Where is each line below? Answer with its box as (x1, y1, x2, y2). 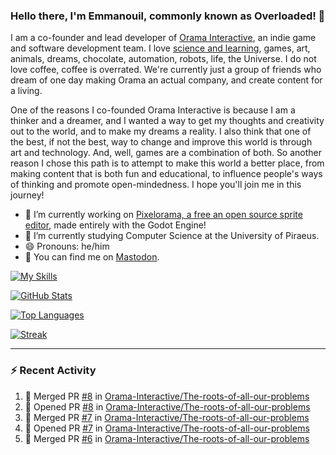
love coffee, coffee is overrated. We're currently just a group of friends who (10, 64, 322, 76)
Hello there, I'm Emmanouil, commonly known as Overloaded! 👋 (10, 9, 326, 23)
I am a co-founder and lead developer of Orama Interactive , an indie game (10, 32, 317, 44)
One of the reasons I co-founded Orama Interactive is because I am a (10, 104, 296, 116)
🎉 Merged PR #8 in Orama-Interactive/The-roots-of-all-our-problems (24, 390, 310, 402)
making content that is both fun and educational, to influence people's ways (10, 168, 323, 180)
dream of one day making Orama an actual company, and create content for (10, 74, 323, 86)
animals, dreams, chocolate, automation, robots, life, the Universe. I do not (10, 53, 317, 65)
